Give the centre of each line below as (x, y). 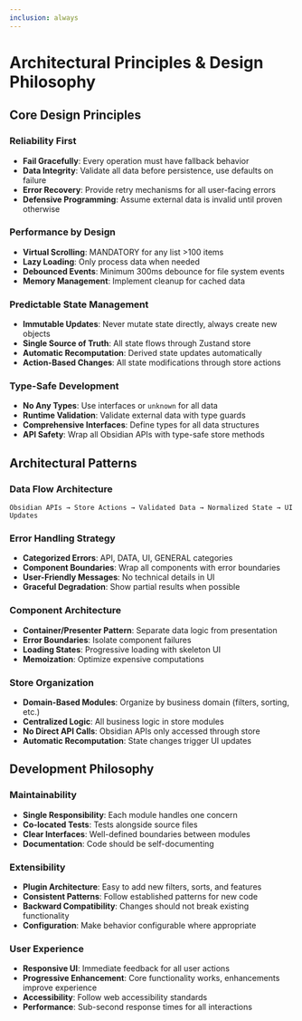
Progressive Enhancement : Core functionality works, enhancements (151, 978)
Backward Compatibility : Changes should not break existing (136, 906)
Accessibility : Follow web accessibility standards (115, 997)
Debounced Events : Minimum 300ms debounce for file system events (153, 271)
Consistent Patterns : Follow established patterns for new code (140, 896)
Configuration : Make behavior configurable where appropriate (139, 925)
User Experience (47, 949)
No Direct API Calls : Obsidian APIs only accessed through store (141, 731)
